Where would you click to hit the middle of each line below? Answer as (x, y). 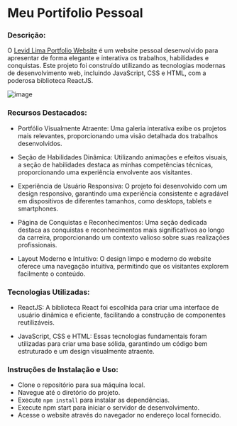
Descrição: (27, 35)
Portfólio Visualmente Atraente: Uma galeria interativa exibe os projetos (122, 128)
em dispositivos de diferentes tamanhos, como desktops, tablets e (115, 201)
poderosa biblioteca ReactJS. (50, 81)
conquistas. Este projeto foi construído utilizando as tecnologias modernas (116, 66)
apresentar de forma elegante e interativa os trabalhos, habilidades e (108, 58)
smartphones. (38, 208)
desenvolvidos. (40, 143)
